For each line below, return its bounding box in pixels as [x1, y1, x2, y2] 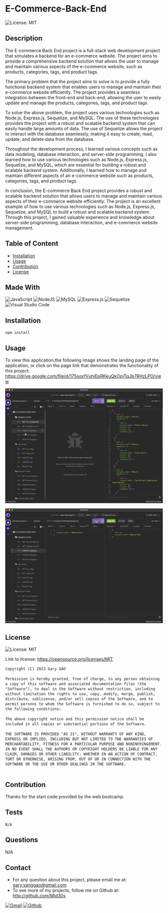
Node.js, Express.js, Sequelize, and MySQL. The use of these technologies [5, 115, 159, 121]
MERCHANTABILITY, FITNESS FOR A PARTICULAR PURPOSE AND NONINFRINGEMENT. [5, 742, 162, 747]
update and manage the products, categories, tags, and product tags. [5, 100, 148, 106]
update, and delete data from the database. [5, 136, 95, 142]
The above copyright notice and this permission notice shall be [5, 716, 144, 722]
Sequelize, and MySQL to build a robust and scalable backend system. [5, 209, 151, 215]
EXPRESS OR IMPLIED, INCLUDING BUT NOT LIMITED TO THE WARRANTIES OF [5, 737, 153, 742]
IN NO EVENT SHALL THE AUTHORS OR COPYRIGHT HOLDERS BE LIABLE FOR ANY [5, 747, 157, 752]
